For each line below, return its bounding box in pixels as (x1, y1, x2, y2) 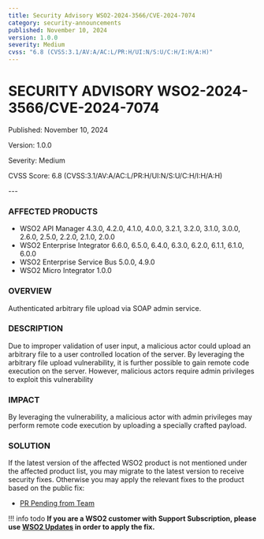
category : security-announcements (8, 19, 122, 27)
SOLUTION (8, 440, 51, 451)
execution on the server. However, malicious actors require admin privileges (8, 366, 255, 376)
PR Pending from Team (19, 499, 95, 508)
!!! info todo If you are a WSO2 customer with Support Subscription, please (8, 514, 257, 523)
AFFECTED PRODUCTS (8, 206, 99, 217)
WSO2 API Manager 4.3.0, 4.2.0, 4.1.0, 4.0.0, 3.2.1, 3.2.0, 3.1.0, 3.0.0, (19, 224, 240, 234)
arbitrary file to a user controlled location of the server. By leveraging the (8, 349, 245, 359)
